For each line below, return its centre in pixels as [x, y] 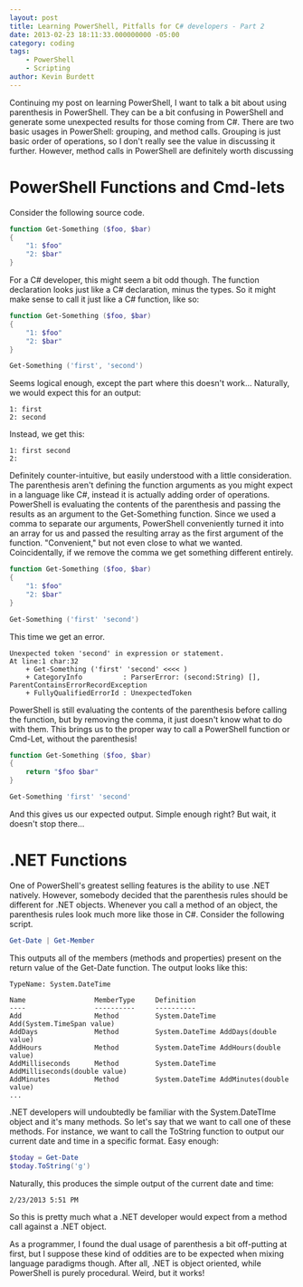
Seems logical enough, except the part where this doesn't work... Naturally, [150, 383]
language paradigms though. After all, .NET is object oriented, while [136, 1263]
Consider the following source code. [77, 212]
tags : [19, 52]
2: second [28, 418]
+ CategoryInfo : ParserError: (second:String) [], [143, 677]
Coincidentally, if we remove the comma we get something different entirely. [151, 553]
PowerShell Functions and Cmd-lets [147, 187]
